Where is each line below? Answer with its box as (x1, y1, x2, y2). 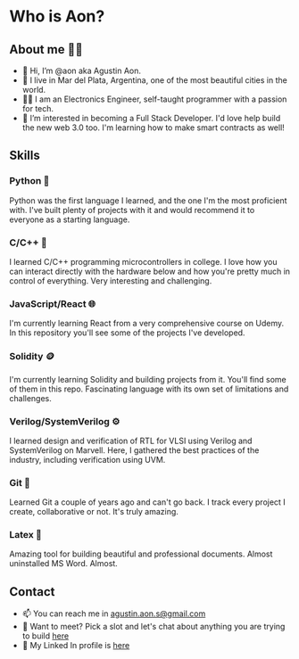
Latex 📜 (9, 529, 43, 541)
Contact (9, 584, 55, 599)
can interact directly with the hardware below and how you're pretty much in (9, 266, 291, 276)
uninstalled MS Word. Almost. (9, 558, 118, 569)
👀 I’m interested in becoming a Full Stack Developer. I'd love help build (21, 113, 281, 123)
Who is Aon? (9, 6, 105, 27)
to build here (21, 630, 70, 641)
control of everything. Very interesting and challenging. (9, 275, 212, 286)
